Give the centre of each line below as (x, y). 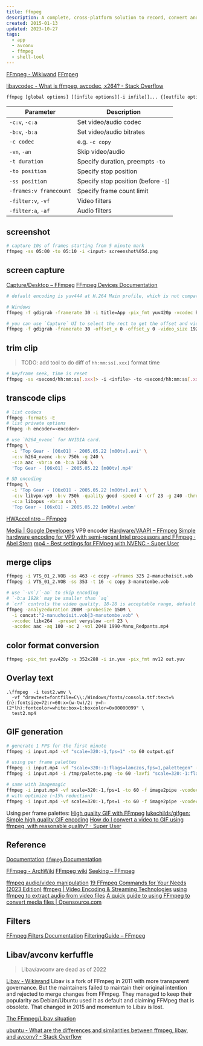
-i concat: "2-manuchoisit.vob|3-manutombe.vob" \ (75, 615)
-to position (28, 171)
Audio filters (94, 211)
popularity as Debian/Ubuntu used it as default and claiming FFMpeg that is (100, 1000)
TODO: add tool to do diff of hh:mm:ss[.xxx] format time (90, 363)
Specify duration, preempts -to (121, 161)
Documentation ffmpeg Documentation (54, 860)
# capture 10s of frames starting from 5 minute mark (76, 246)
